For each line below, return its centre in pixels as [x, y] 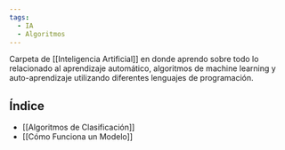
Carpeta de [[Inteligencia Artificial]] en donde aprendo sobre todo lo [134, 59]
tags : [19, 17]
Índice [27, 106]
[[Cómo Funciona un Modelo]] [77, 137]
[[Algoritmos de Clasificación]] [78, 127]
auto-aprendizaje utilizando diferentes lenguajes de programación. [131, 78]
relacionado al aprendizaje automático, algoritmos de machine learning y [142, 68]
